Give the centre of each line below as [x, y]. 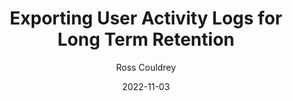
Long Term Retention [146, 39]
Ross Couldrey [146, 67]
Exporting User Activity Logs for [146, 18]
